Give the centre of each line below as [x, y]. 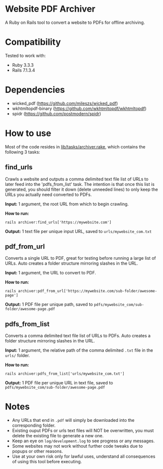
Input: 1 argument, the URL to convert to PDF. [50, 273]
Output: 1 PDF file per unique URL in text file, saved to [59, 383]
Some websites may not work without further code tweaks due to [77, 446]
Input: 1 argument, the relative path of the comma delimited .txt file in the [79, 350]
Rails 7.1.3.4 [24, 70]
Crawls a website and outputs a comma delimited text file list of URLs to [77, 179]
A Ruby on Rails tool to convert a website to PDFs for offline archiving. [75, 22]
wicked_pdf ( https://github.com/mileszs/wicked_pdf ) [65, 103]
